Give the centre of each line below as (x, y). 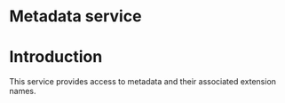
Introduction (56, 57)
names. (23, 91)
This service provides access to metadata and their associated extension (143, 82)
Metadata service (75, 16)
